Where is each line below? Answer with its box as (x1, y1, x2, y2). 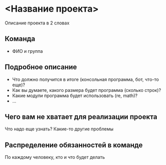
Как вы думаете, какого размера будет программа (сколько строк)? (12, 87, 161, 93)
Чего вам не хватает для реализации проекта (5, 112, 158, 121)
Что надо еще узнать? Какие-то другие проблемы (5, 126, 114, 132)
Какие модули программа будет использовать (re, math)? (12, 92, 138, 98)
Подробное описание (5, 63, 77, 72)
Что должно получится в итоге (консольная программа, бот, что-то (12, 76, 159, 82)
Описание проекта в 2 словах (5, 20, 70, 26)
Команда (5, 35, 36, 43)
